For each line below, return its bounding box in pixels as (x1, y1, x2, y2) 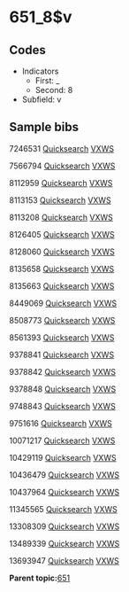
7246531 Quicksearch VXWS (9, 143, 115, 153)
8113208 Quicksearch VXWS (9, 212, 113, 222)
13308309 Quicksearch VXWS (9, 521, 120, 532)
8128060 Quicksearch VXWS (9, 246, 115, 257)
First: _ (34, 75, 60, 86)
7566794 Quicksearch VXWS (9, 160, 116, 171)
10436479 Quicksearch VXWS (9, 469, 120, 480)
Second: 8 (34, 85, 73, 95)
